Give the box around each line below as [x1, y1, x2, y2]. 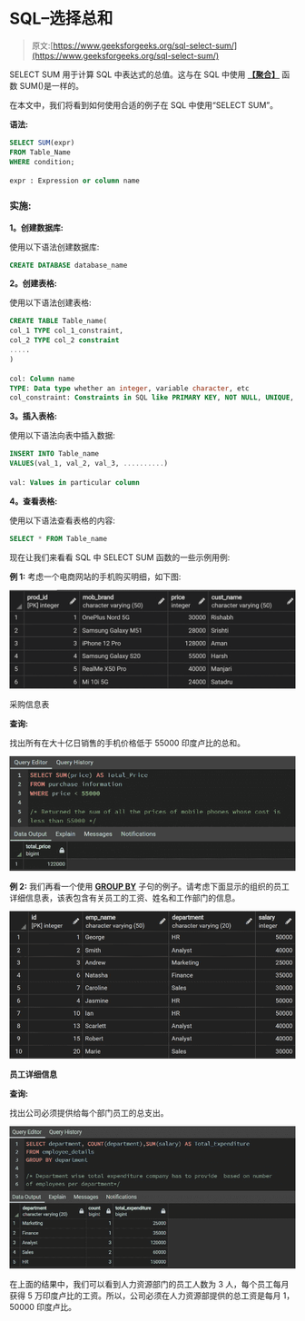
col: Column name [9, 374, 75, 383]
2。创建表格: [9, 278, 57, 289]
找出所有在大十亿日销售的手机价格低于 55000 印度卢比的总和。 [9, 737, 245, 749]
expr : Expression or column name [9, 176, 141, 186]
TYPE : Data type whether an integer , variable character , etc [9, 383, 250, 393]
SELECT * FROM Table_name [9, 534, 107, 543]
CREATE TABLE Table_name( [9, 317, 107, 326]
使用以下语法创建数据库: [9, 242, 100, 252]
